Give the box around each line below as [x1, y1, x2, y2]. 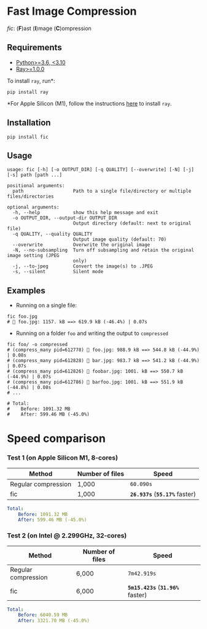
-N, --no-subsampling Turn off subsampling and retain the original [12, 247, 194, 253]
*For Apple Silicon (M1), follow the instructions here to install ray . [7, 99, 172, 107]
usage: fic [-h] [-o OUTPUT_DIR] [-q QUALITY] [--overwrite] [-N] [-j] [7, 167, 194, 173]
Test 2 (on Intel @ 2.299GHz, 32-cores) [7, 531, 127, 540]
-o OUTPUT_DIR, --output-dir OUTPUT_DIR [12, 215, 117, 222]
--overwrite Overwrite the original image [12, 242, 150, 248]
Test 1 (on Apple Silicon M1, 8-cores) [7, 453, 119, 462]
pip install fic [7, 134, 49, 140]
